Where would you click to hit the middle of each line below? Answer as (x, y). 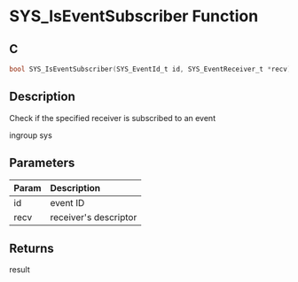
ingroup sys (31, 135)
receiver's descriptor (94, 217)
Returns (32, 248)
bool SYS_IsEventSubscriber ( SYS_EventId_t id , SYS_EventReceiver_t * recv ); (152, 69)
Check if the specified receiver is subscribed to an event (112, 118)
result (20, 270)
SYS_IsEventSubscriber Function (134, 16)
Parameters (42, 163)
